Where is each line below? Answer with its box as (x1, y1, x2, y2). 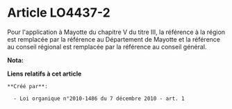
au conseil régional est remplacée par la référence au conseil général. (7, 42, 207, 51)
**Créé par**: (7, 83, 49, 90)
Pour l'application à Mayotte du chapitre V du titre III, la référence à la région (7, 28, 226, 36)
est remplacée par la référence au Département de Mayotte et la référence (7, 35, 221, 43)
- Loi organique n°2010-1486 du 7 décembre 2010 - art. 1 (13, 95, 185, 102)
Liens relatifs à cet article (7, 69, 82, 78)
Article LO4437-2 (7, 5, 111, 21)
